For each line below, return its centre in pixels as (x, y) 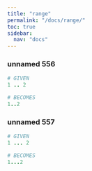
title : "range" (29, 14)
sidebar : (20, 33)
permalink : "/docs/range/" (46, 20)
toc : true (22, 27)
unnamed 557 (31, 121)
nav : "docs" (31, 40)
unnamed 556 (31, 64)
